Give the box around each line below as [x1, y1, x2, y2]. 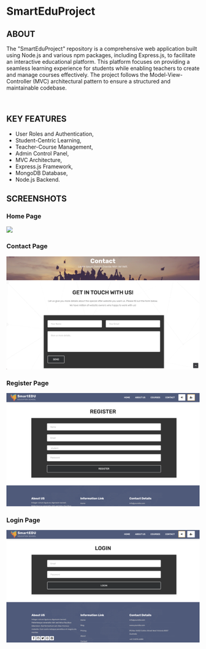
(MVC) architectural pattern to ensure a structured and [32, 78, 170, 85]
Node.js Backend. [15, 176, 60, 183]
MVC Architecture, [15, 156, 63, 163]
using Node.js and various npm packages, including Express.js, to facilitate [6, 52, 196, 59]
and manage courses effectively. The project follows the [6, 71, 148, 78]
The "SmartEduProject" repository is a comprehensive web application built [6, 45, 197, 52]
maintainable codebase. [6, 84, 67, 91]
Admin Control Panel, [15, 149, 69, 157]
